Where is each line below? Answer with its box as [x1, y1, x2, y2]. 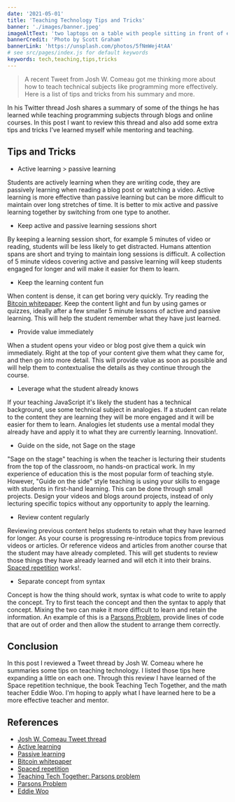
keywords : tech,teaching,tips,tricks [7, 56, 117, 63]
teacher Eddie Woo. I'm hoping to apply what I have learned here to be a [7, 689, 216, 697]
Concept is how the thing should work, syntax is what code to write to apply [7, 590, 226, 599]
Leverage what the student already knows [17, 384, 138, 392]
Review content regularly [17, 513, 90, 521]
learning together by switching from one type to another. [7, 208, 171, 216]
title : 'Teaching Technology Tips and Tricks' [7, 17, 145, 24]
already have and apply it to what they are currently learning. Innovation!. [7, 427, 218, 436]
